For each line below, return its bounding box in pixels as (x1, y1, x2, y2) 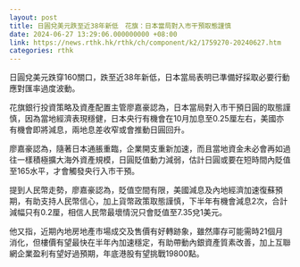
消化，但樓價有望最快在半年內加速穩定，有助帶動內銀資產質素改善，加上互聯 (9, 238, 291, 248)
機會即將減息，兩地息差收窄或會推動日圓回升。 (16, 124, 189, 135)
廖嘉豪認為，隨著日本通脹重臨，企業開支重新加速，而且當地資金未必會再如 (9, 144, 283, 154)
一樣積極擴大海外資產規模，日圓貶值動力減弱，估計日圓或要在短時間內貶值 (16, 154, 291, 165)
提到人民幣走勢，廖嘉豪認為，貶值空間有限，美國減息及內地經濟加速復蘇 (9, 185, 275, 196)
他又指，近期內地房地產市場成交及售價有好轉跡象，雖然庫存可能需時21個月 (9, 226, 284, 237)
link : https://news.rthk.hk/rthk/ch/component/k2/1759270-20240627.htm (9, 38, 281, 47)
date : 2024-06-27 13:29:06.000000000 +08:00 (9, 29, 178, 38)
